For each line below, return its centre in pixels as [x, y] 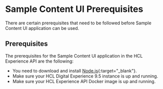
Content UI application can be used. [42, 28]
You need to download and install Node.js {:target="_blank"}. [74, 71]
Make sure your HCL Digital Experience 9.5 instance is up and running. [85, 76]
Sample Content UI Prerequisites [74, 9]
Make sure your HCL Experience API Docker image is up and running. [84, 81]
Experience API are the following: [39, 61]
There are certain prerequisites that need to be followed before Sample [78, 23]
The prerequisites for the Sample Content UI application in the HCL [74, 56]
